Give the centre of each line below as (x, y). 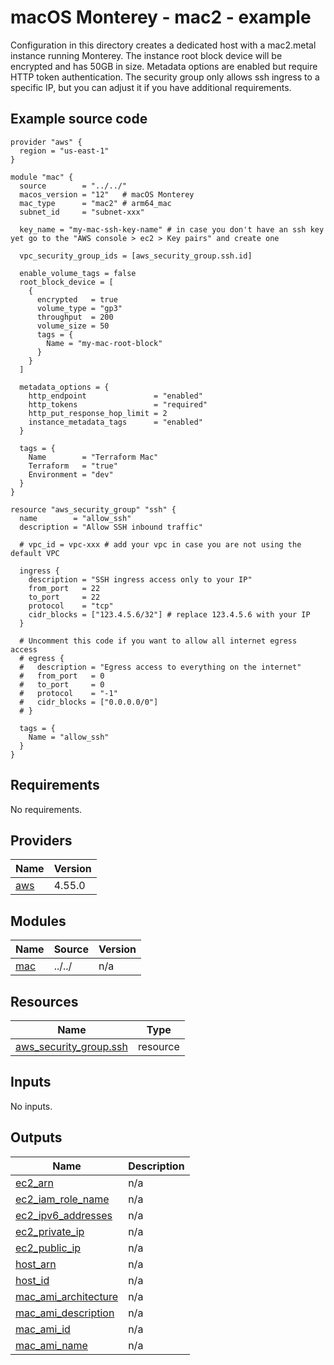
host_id (32, 1280)
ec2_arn (34, 1183)
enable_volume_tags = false (78, 273)
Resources (44, 1001)
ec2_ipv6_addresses (64, 1215)
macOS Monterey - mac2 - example (161, 17)
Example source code (79, 119)
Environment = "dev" (71, 474)
